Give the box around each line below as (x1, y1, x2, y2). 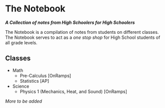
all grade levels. (5, 39, 37, 45)
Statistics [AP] (19, 78, 49, 84)
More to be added (5, 98, 42, 104)
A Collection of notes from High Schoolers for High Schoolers (5, 19, 135, 25)
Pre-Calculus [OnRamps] (19, 73, 71, 79)
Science (12, 83, 29, 89)
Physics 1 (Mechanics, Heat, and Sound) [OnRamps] (19, 88, 127, 95)
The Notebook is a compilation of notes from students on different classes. (5, 29, 159, 35)
